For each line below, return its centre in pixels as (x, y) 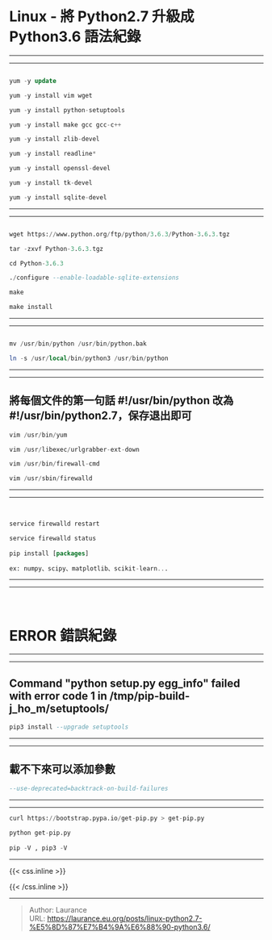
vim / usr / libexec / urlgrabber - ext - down (74, 449)
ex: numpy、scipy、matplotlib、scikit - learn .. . (89, 568)
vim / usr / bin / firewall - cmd (54, 464)
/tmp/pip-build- (150, 696)
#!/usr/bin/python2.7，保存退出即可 (100, 416)
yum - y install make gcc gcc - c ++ (65, 125)
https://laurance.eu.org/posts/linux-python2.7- (125, 919)
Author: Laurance (58, 910)
